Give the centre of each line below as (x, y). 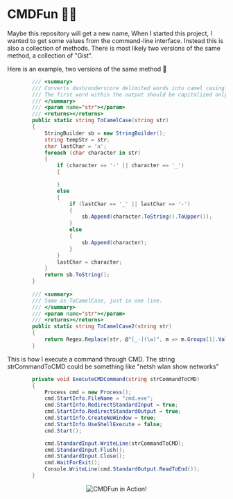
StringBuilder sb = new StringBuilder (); (105, 133)
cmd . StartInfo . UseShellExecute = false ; (103, 424)
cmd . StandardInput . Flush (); (85, 450)
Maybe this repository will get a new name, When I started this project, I (110, 33)
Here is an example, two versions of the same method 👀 (87, 69)
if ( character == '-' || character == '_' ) (121, 166)
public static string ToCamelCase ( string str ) (101, 121)
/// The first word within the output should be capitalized (122, 94)
